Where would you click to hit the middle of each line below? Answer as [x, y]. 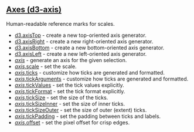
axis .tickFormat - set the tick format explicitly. [70, 91]
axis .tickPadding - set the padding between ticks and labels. [88, 116]
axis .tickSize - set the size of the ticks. [61, 97]
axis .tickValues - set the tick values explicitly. [69, 85]
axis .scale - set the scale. [46, 66]
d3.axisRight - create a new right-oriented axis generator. [84, 41]
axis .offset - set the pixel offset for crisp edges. [72, 122]
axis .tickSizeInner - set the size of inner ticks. [69, 104]
